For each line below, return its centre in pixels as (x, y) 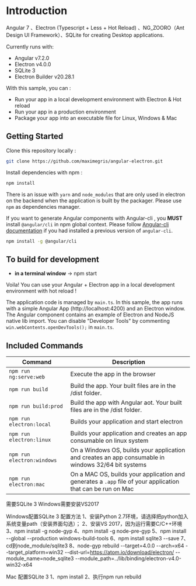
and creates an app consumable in (118, 457)
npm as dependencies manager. (43, 206)
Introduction (37, 11)
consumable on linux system (109, 441)
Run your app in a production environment (65, 112)
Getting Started (35, 137)
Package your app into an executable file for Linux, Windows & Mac (96, 118)
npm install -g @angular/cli (41, 241)
